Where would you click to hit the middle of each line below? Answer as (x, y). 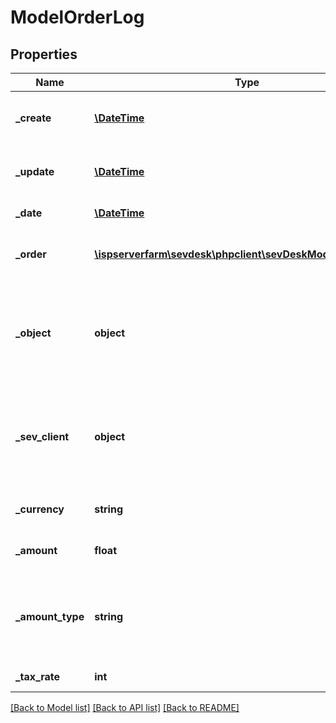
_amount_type (50, 616)
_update (35, 171)
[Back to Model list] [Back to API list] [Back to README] (125, 707)
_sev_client (42, 436)
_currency (40, 509)
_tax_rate (38, 676)
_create (33, 118)
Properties (44, 54)
